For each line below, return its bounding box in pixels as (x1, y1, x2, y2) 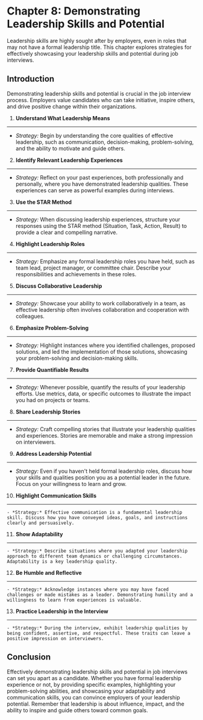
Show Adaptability (15, 530, 63, 537)
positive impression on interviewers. (7, 635, 104, 641)
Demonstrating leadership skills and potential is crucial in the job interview (7, 89, 192, 97)
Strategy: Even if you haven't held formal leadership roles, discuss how (15, 467, 192, 475)
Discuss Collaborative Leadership (15, 282, 102, 290)
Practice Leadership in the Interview (15, 608, 108, 615)
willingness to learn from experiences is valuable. (7, 597, 142, 603)
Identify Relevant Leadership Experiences (15, 156, 123, 164)
